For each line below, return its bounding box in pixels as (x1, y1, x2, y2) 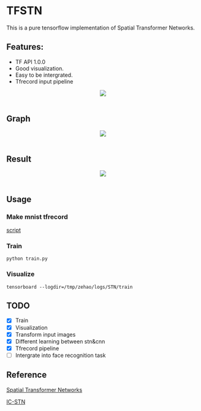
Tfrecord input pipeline (15, 77, 74, 85)
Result (6, 154, 32, 164)
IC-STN (6, 397, 26, 405)
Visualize (6, 270, 35, 278)
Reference (6, 370, 47, 380)
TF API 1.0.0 (15, 58, 46, 65)
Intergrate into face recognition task (15, 351, 106, 359)
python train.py (6, 256, 48, 262)
